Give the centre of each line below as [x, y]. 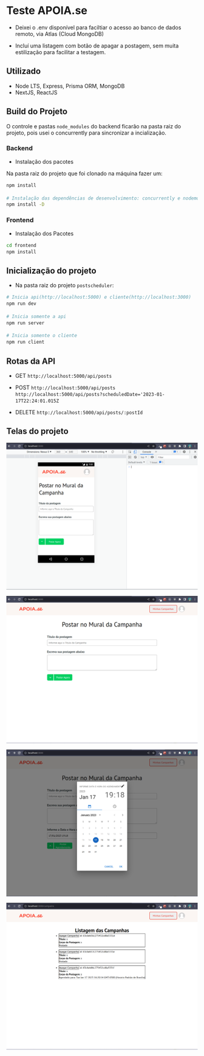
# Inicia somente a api [36, 316]
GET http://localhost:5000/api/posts [63, 376]
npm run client [25, 342]
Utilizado [24, 71]
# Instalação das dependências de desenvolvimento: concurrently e [93, 198]
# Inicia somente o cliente [42, 336]
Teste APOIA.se [47, 11]
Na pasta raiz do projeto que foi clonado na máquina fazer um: [84, 173]
